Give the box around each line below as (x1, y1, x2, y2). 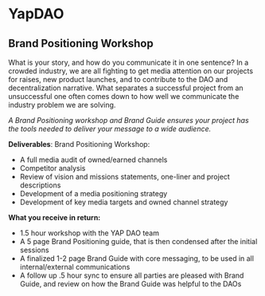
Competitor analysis (19, 164, 86, 172)
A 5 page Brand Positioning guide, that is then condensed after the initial (19, 237, 258, 246)
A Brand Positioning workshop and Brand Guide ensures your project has (8, 116, 249, 124)
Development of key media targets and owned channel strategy (19, 197, 228, 207)
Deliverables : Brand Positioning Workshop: (8, 140, 150, 148)
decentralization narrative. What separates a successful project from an (8, 83, 244, 93)
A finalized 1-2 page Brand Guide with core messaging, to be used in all (19, 254, 255, 263)
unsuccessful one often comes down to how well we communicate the (8, 92, 240, 101)
